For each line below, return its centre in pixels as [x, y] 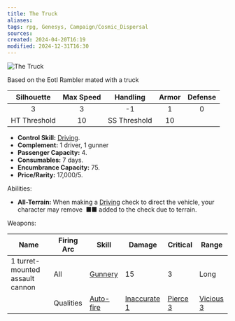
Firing [68, 240]
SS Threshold [130, 120]
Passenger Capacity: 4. [52, 152]
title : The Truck [33, 14]
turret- [29, 261]
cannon [23, 287]
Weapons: [22, 223]
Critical [180, 245]
